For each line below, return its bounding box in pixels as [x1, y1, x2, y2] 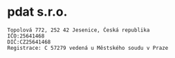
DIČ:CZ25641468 [7, 38, 51, 45]
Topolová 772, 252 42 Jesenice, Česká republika [7, 27, 150, 33]
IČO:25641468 [7, 32, 45, 40]
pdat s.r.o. [7, 4, 68, 20]
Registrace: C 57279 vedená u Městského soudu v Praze [7, 44, 169, 51]
